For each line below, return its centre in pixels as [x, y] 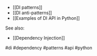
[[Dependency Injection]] [39, 38]
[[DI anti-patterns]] [32, 13]
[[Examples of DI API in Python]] [46, 18]
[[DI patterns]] [27, 7]
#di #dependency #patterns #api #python [49, 48]
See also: [15, 28]
